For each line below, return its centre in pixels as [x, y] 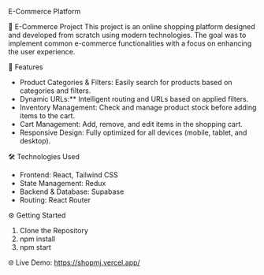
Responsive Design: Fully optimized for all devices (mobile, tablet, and [133, 132]
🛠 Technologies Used [44, 156]
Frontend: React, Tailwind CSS [69, 175]
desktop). [35, 141]
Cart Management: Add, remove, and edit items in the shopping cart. [131, 124]
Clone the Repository [54, 230]
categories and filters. [55, 91]
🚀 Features [26, 67]
